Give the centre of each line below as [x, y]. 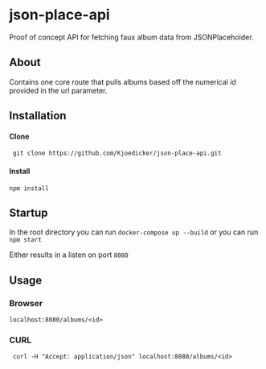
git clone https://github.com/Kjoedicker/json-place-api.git [117, 153]
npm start [26, 240]
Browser [26, 303]
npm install [29, 188]
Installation [38, 116]
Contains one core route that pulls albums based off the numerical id [123, 81]
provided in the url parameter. [58, 90]
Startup [29, 212]
